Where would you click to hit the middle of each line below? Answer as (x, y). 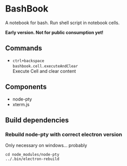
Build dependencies (37, 120)
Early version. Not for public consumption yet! (54, 32)
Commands (24, 48)
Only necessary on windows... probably (46, 145)
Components (26, 87)
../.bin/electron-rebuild (32, 159)
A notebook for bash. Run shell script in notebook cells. (62, 23)
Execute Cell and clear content (44, 71)
